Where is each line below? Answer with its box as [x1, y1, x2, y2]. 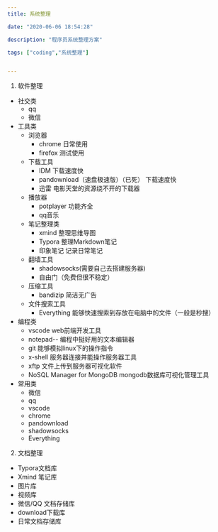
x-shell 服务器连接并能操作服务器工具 [28, 353, 137, 362]
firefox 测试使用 [38, 148, 85, 157]
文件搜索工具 [28, 300, 66, 308]
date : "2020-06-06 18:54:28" [7, 23, 93, 31]
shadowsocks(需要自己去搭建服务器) [38, 264, 147, 273]
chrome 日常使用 [38, 140, 88, 148]
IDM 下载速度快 [38, 166, 84, 175]
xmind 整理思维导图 [38, 229, 96, 237]
